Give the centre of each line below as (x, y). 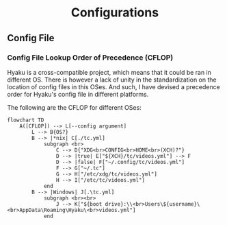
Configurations (115, 13)
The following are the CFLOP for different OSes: (74, 107)
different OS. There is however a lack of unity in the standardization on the (112, 80)
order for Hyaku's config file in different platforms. (78, 94)
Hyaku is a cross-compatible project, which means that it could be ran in (109, 72)
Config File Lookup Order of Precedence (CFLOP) (90, 58)
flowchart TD (26, 120)
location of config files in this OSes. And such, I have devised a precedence (113, 86)
